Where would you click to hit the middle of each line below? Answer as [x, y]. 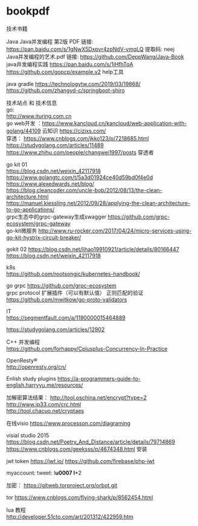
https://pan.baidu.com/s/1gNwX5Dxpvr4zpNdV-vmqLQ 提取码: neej [91, 49]
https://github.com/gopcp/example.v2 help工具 [65, 71]
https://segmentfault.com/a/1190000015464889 [66, 317]
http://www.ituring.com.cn [39, 116]
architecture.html [27, 196]
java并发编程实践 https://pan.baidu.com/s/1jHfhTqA [70, 64]
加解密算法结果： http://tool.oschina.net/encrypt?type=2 [76, 397]
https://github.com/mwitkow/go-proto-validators [67, 299]
